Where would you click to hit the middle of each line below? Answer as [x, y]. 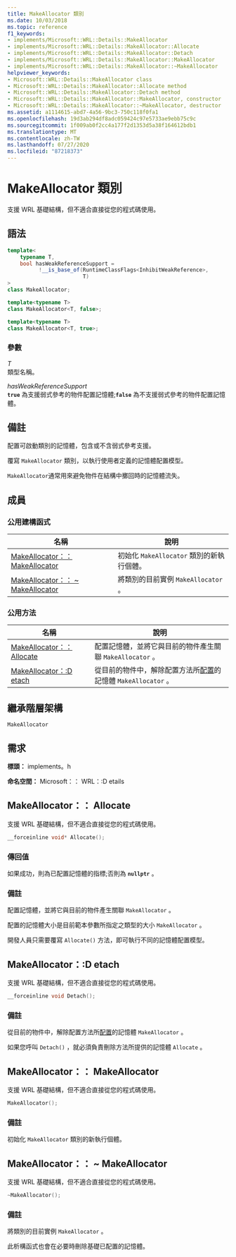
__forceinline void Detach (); [52, 996]
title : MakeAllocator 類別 [46, 14]
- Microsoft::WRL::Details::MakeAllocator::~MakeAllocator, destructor [114, 106]
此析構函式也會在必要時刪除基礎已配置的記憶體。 [78, 1246]
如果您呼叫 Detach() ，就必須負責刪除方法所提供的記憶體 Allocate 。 [107, 1047]
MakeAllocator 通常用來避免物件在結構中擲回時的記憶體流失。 [96, 476]
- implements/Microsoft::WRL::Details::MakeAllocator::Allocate [103, 47]
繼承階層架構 [35, 708]
